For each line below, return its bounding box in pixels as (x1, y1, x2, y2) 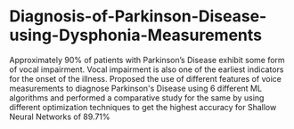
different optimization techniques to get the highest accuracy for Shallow (9, 101, 277, 112)
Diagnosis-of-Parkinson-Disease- (9, 6, 267, 27)
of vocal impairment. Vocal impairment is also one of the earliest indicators (9, 64, 284, 75)
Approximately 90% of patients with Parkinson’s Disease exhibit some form (9, 54, 285, 65)
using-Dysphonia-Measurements (9, 25, 263, 45)
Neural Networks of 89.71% (9, 111, 110, 122)
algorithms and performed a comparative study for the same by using (9, 92, 265, 103)
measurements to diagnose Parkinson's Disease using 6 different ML (9, 83, 263, 93)
